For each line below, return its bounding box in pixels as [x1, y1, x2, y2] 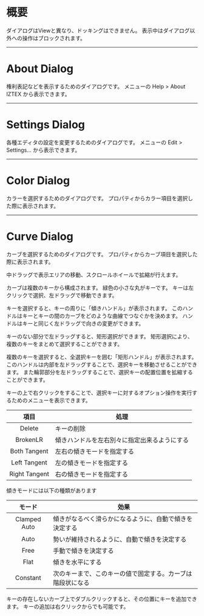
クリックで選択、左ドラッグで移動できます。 [6, 292, 118, 299]
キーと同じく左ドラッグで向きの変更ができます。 [22, 320, 144, 327]
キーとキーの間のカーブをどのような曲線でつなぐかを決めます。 [22, 312, 181, 320]
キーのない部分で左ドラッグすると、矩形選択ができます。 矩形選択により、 [6, 332, 193, 340]
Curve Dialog [6, 229, 74, 243]
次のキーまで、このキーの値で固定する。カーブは [52, 569, 192, 578]
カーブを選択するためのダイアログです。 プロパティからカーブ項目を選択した [6, 250, 199, 257]
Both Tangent [10, 447, 49, 455]
